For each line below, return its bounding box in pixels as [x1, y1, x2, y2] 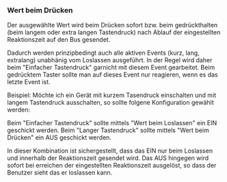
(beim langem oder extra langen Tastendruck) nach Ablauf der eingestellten [7, 28, 221, 36]
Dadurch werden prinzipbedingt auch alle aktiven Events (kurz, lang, [7, 49, 200, 57]
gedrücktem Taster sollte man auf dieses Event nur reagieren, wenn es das [7, 70, 219, 79]
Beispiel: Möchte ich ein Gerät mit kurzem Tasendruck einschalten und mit [7, 91, 217, 99]
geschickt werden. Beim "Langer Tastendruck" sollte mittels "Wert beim [7, 126, 210, 135]
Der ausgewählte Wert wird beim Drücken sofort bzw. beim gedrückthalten [7, 21, 218, 29]
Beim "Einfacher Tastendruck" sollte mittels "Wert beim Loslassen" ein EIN [7, 119, 217, 127]
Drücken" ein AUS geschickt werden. [7, 133, 111, 142]
